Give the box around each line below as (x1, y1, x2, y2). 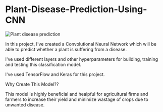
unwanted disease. (5, 101, 45, 107)
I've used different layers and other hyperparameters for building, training (5, 56, 158, 62)
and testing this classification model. (5, 61, 82, 67)
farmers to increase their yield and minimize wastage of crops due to (5, 96, 149, 102)
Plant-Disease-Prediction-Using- (5, 4, 147, 15)
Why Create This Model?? (5, 81, 59, 87)
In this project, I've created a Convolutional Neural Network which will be (5, 41, 156, 47)
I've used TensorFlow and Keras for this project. (5, 71, 105, 77)
